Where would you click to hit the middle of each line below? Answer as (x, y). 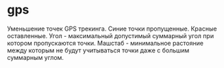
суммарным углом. (35, 57)
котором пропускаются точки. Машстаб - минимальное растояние (105, 43)
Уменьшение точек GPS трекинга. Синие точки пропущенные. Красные (112, 29)
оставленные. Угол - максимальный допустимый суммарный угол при (111, 35)
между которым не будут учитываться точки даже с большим (98, 50)
